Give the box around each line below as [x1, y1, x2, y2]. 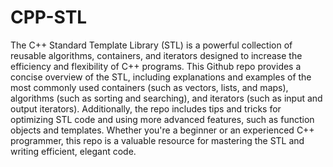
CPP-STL [10, 6, 88, 29]
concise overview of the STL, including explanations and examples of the [10, 71, 312, 83]
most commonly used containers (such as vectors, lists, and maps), [10, 81, 289, 93]
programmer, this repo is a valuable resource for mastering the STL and [10, 134, 305, 146]
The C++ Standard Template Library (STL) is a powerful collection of [10, 39, 293, 51]
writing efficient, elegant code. [10, 145, 137, 157]
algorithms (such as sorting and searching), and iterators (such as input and [10, 92, 323, 104]
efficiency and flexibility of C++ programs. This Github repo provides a [10, 60, 302, 72]
